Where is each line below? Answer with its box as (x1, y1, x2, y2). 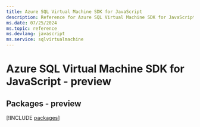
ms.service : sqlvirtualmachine (6, 36, 84, 42)
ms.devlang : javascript (6, 31, 65, 37)
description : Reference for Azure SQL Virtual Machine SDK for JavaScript (6, 14, 196, 20)
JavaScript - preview (6, 75, 112, 88)
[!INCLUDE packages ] (6, 114, 60, 121)
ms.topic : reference (6, 25, 58, 32)
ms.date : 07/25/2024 (6, 20, 58, 26)
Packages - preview (6, 98, 82, 109)
